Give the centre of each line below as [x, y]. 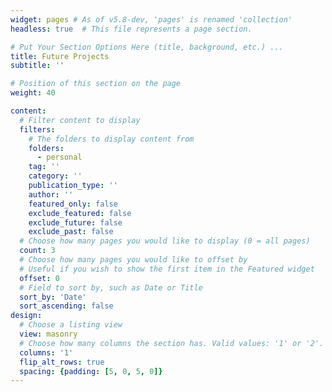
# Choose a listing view [71, 325]
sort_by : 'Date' [53, 297]
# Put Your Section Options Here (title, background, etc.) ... [147, 47]
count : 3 [37, 251]
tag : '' [44, 167]
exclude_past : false [71, 232]
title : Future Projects [60, 56]
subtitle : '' [37, 66]
